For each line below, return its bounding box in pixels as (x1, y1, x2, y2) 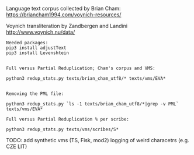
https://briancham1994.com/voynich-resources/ (6, 11, 122, 18)
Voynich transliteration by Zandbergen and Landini (6, 23, 127, 29)
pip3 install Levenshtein (6, 50, 69, 56)
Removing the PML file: (6, 91, 64, 97)
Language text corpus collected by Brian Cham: (6, 5, 121, 12)
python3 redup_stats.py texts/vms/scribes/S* (6, 126, 119, 132)
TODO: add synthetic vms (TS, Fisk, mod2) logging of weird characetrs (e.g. (6, 137, 189, 143)
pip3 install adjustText (6, 45, 67, 51)
